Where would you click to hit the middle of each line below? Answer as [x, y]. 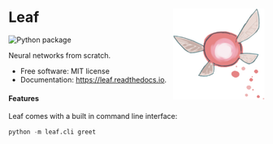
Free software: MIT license [65, 71]
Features [24, 98]
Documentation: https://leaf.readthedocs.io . [93, 79]
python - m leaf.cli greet [52, 132]
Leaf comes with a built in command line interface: [93, 116]
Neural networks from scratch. [60, 55]
